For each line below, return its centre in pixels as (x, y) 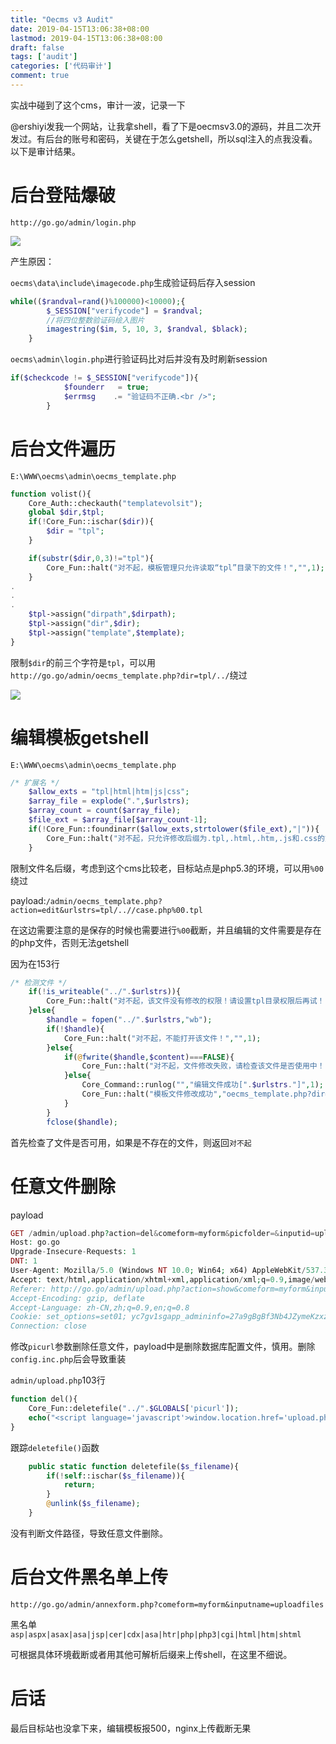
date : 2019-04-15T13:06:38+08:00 (80, 29)
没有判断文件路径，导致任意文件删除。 (89, 1533)
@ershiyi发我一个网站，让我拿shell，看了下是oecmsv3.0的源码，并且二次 (161, 126)
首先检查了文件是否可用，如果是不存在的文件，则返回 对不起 (131, 1142)
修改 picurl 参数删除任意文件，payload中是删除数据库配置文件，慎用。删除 (163, 1347)
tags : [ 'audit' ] (44, 57)
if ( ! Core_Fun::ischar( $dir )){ (91, 522)
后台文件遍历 (63, 448)
